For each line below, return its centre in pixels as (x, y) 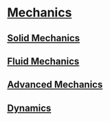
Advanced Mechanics (55, 85)
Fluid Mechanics (43, 61)
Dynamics (29, 108)
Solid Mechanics (44, 38)
